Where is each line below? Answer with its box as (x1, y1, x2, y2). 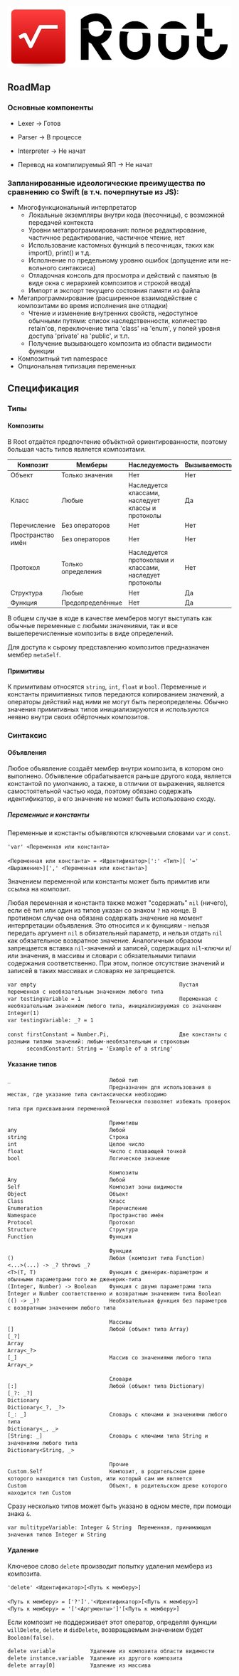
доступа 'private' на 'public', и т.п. (28, 332, 130, 340)
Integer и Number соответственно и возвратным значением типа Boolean (7, 1290, 221, 1297)
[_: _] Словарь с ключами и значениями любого (7, 1411, 228, 1418)
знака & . (7, 1509, 32, 1517)
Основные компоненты (7, 102, 94, 112)
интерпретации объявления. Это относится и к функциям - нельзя (7, 921, 210, 930)
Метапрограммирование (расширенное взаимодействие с (17, 294, 198, 302)
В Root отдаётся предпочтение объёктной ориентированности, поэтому (7, 437, 228, 446)
